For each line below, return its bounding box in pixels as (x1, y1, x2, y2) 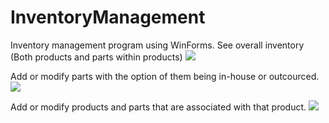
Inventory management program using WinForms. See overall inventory (10, 39, 305, 51)
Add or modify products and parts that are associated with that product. (10, 101, 307, 113)
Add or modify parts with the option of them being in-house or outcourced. (10, 70, 320, 82)
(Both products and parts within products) (10, 51, 183, 63)
